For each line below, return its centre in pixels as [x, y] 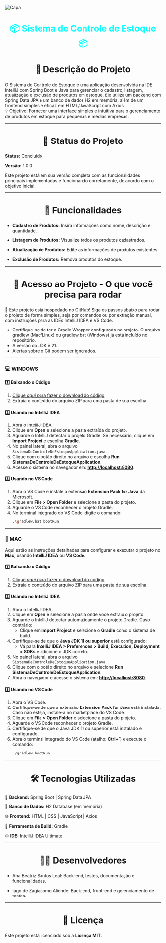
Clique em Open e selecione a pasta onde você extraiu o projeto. [78, 614]
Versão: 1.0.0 [19, 166]
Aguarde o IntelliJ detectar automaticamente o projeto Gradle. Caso [81, 620]
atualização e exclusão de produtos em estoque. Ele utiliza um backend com [83, 95]
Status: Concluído [24, 156]
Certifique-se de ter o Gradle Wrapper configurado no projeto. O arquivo [86, 330]
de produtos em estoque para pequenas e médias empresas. [67, 116]
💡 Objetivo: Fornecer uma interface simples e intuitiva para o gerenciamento [83, 111]
